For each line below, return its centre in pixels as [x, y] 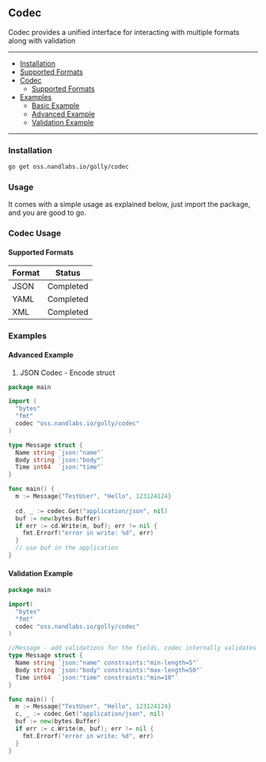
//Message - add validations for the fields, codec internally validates [133, 648]
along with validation [42, 40]
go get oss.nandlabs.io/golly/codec [68, 167]
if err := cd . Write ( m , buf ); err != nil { [86, 526]
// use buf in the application [67, 548]
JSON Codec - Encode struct [67, 373]
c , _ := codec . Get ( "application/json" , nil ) [90, 714]
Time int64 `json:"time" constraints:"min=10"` [97, 677]
